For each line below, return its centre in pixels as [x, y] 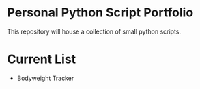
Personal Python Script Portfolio [100, 13]
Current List [42, 59]
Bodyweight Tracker [45, 78]
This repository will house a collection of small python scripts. [94, 31]
